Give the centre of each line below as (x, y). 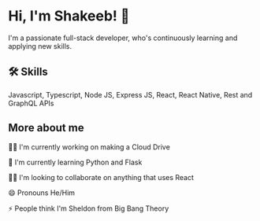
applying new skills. (40, 46)
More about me (46, 128)
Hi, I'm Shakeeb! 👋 (69, 16)
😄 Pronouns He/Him (42, 193)
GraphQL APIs (31, 103)
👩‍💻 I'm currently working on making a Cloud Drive (89, 147)
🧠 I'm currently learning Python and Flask (75, 162)
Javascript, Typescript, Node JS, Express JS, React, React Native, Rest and (130, 94)
